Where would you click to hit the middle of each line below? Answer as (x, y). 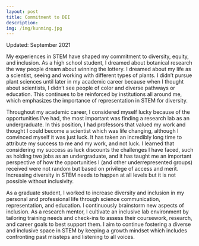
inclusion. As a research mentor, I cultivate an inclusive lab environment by (97, 212)
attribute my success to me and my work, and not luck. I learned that (90, 143)
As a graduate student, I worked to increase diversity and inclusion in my (95, 193)
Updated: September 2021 (38, 45)
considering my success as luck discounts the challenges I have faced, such (100, 150)
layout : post (22, 12)
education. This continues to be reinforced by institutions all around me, (94, 94)
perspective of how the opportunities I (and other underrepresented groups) (99, 162)
